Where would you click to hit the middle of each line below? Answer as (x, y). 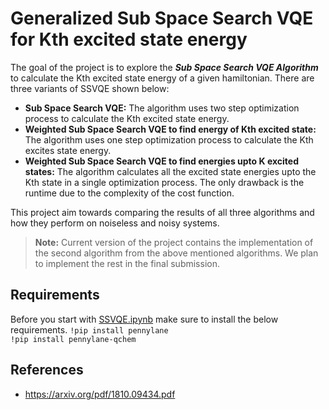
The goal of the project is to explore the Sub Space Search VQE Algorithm (164, 67)
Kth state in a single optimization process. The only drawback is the (164, 182)
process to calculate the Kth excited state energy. (127, 118)
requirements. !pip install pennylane (89, 329)
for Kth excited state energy (129, 39)
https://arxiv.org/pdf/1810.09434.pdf (100, 394)
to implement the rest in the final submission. (127, 263)
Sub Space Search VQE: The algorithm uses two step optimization (162, 108)
